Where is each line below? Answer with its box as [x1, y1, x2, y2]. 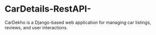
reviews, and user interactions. [4, 24, 68, 30]
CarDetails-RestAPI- [4, 3, 91, 15]
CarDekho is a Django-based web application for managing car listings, [4, 19, 152, 25]
